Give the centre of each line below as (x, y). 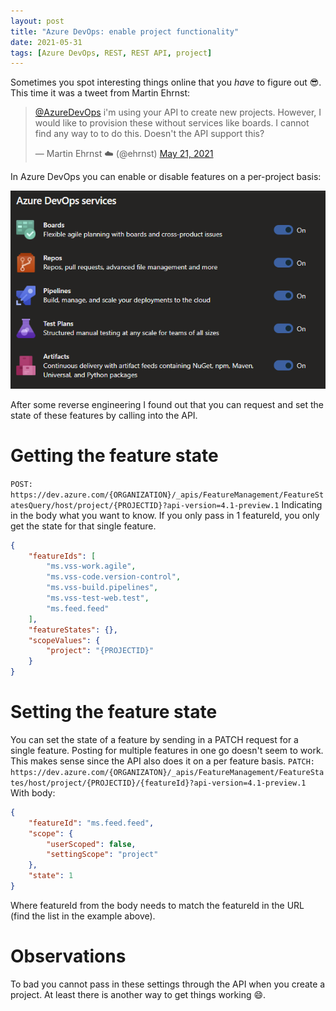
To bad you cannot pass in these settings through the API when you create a (168, 984)
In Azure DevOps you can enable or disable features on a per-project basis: (166, 177)
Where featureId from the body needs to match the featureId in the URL (157, 905)
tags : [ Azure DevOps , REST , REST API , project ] (111, 53)
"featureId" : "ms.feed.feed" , (91, 823)
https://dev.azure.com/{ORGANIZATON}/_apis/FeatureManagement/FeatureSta (167, 772)
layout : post (37, 21)
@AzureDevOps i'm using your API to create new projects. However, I (178, 112)
